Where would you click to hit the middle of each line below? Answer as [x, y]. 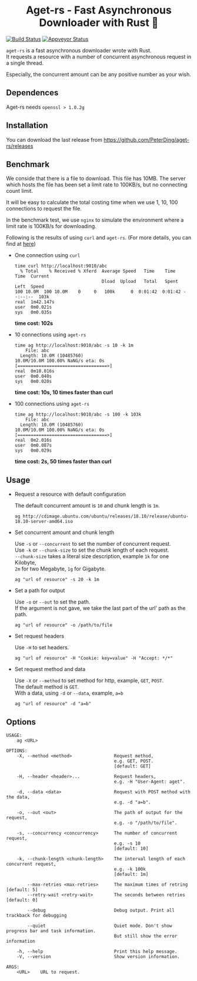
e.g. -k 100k [130, 869]
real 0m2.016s [33, 441]
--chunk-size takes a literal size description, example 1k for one [92, 556]
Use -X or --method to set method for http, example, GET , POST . [89, 680]
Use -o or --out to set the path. [52, 602]
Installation [27, 126]
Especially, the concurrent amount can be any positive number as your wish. [98, 74]
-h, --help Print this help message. [97, 952]
